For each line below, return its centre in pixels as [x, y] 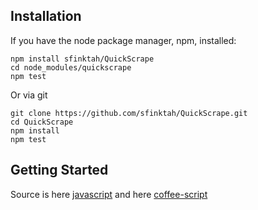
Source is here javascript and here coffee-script [109, 194]
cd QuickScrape [42, 122]
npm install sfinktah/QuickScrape [82, 59]
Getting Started [59, 170]
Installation [46, 16]
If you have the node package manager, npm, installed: [123, 40]
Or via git [29, 95]
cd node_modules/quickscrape [71, 67]
